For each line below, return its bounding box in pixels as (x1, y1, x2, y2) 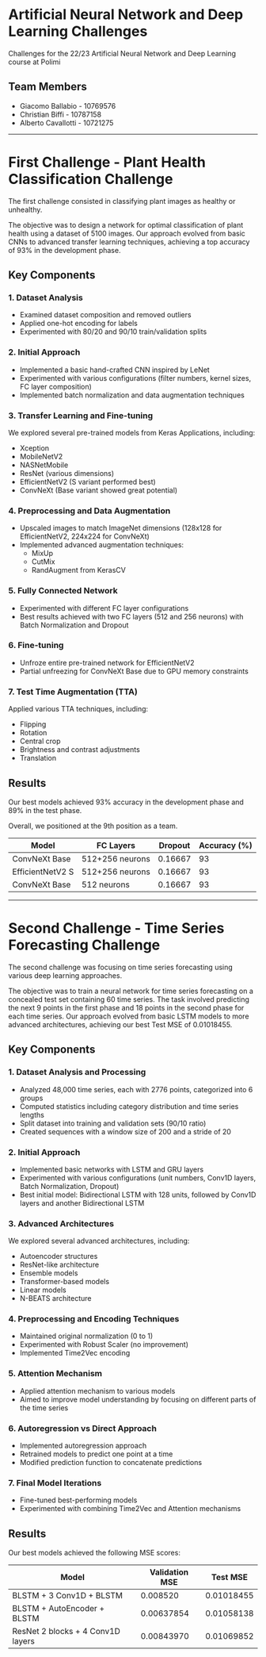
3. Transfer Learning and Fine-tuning (8, 410, 154, 421)
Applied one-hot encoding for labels (19, 319, 139, 328)
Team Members (8, 80, 87, 94)
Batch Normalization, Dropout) (19, 1181, 120, 1191)
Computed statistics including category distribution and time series (19, 1101, 239, 1111)
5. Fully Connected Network (8, 585, 118, 596)
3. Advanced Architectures (8, 1218, 115, 1229)
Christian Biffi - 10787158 (19, 109, 101, 119)
